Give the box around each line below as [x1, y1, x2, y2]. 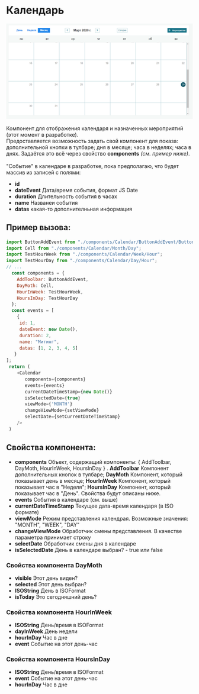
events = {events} [24, 382, 65, 388]
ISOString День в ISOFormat [14, 587, 86, 594]
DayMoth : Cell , [17, 282, 54, 289]
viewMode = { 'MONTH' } [24, 401, 73, 407]
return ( [8, 364, 31, 370]
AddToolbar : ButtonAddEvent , [17, 276, 89, 282]
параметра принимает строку [14, 534, 91, 541]
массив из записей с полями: [6, 169, 81, 176]
